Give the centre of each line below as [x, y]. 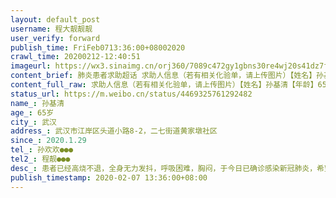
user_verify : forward [55, 38]
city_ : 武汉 [33, 122]
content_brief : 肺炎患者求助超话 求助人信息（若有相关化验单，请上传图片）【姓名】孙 [167, 76]
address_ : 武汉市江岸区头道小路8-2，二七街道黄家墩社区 [114, 131]
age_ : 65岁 [32, 112]
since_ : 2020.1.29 [48, 141]
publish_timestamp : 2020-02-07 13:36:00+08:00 [109, 177]
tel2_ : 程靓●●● [40, 159]
